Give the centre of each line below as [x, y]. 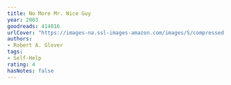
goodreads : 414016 [34, 26]
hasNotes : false [30, 71]
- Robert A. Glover [35, 45]
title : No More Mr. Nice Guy [49, 13]
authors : [20, 39]
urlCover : [21, 33]
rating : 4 [21, 64]
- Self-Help [24, 58]
